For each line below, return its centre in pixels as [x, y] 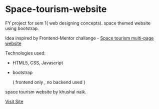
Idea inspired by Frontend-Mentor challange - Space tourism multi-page [79, 38]
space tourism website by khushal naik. [46, 91]
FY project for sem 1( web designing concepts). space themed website [78, 23]
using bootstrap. [22, 28]
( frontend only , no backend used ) [49, 82]
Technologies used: [25, 53]
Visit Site [14, 101]
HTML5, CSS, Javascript [38, 62]
